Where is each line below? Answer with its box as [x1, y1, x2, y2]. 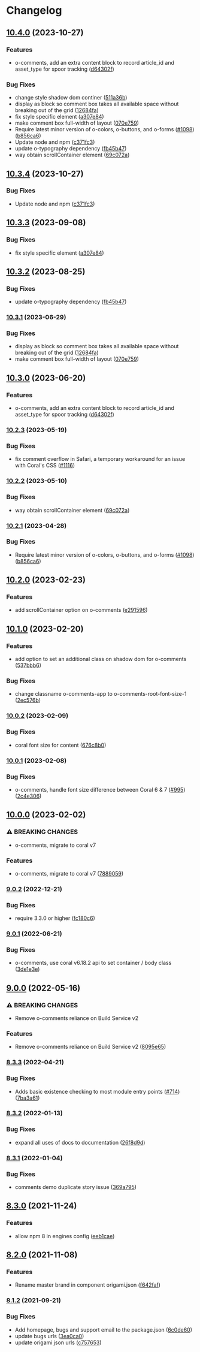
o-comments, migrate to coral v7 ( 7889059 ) [14, 870, 124, 877]
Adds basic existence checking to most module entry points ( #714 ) [14, 1088, 180, 1095]
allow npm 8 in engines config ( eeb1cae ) [14, 1232, 115, 1239]
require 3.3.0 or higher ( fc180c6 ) [14, 915, 96, 922]
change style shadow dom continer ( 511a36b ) [14, 94, 128, 101]
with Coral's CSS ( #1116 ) [14, 462, 75, 469]
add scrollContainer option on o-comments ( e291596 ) [14, 606, 148, 614]
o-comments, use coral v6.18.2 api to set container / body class [14, 959, 172, 967]
